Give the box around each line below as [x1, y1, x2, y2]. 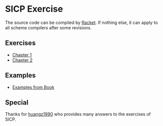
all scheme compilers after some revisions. [5, 24, 92, 30]
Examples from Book [12, 84, 54, 90]
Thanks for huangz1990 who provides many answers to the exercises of [5, 111, 151, 117]
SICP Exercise [5, 3, 63, 15]
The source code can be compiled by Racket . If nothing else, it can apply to [5, 20, 158, 25]
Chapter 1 [12, 52, 32, 58]
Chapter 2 [12, 57, 33, 63]
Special [5, 98, 28, 106]
